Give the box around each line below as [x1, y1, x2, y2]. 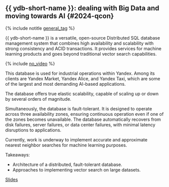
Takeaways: [5, 151, 30, 157]
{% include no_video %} [5, 60, 55, 67]
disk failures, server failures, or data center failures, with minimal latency [5, 121, 156, 127]
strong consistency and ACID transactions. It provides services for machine [5, 45, 162, 52]
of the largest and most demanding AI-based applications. [5, 81, 126, 87]
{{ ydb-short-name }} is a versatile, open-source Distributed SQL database [5, 35, 160, 41]
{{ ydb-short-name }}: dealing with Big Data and [5, 4, 159, 13]
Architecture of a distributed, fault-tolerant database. [12, 161, 122, 167]
